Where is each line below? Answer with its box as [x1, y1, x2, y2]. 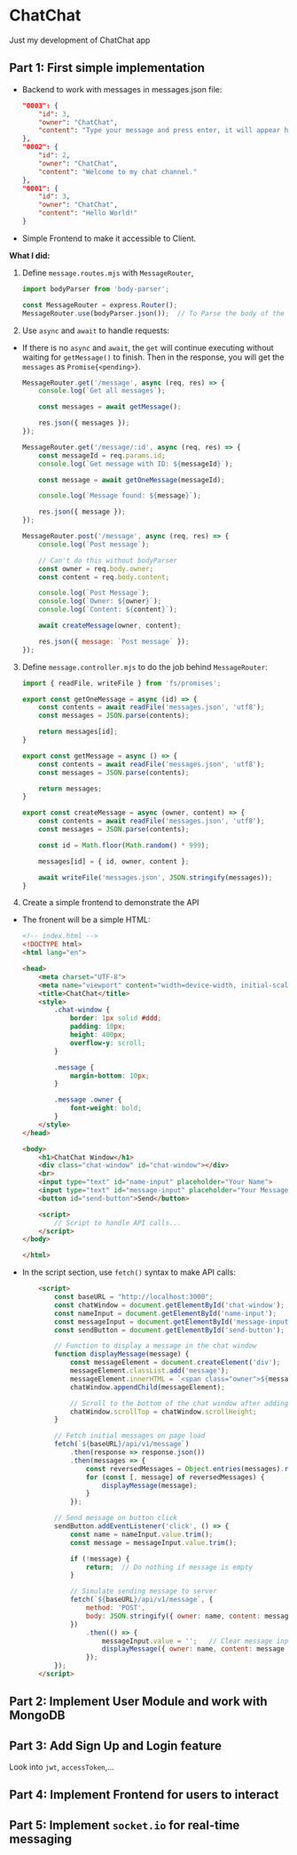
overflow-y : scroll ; [69, 1039, 146, 1047]
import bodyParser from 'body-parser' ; [21, 284, 170, 293]
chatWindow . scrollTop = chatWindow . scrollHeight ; [69, 1407, 257, 1416]
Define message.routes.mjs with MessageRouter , [21, 267, 194, 278]
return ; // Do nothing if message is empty [85, 1563, 254, 1572]
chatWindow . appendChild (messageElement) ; [69, 1382, 225, 1391]
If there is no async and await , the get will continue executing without [21, 342, 274, 353]
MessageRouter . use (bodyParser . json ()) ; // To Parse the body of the [21, 308, 285, 318]
